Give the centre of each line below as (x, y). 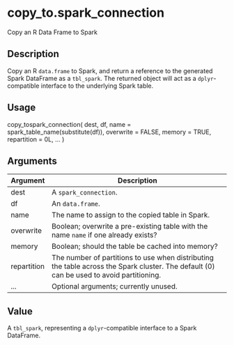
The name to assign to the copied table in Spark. (131, 215)
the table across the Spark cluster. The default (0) (133, 266)
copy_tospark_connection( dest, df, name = (69, 124)
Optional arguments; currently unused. (115, 286)
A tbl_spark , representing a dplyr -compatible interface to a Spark (102, 328)
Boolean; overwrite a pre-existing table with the (130, 227)
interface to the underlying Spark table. (97, 86)
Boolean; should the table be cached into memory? (135, 247)
